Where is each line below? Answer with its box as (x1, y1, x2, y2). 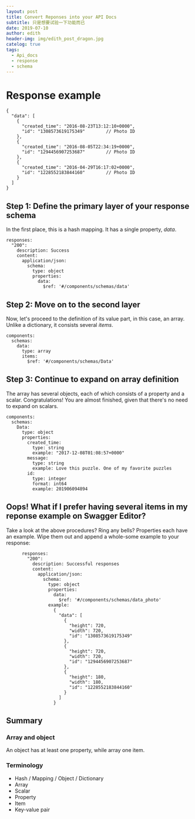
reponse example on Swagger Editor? (6, 511, 146, 521)
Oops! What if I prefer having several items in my (6, 502, 188, 512)
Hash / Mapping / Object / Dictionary (14, 774, 104, 782)
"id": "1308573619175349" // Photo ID (21, 129, 135, 135)
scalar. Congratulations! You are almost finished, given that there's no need (6, 396, 188, 403)
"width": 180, (69, 679, 104, 685)
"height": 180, (69, 674, 107, 680)
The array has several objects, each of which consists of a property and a (6, 390, 185, 397)
